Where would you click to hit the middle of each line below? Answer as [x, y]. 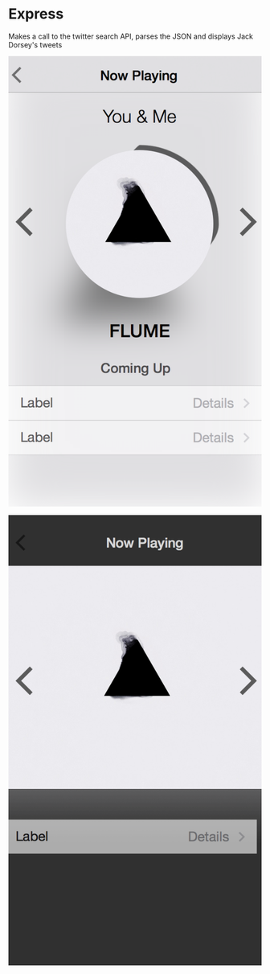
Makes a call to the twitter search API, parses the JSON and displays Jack [131, 36]
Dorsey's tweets [35, 44]
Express [36, 14]
